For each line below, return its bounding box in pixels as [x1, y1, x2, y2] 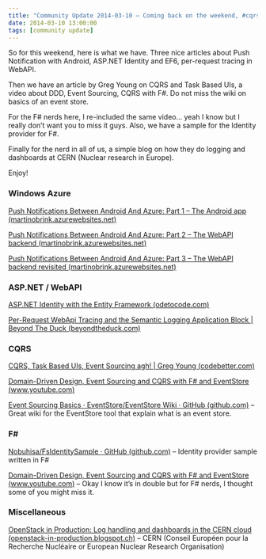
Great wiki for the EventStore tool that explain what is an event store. [8, 409, 232, 418]
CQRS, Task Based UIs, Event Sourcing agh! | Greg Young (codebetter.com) [8, 361, 255, 371]
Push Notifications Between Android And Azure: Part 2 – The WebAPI [8, 230, 234, 239]
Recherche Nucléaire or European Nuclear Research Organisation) [8, 542, 225, 551]
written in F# [8, 454, 50, 464]
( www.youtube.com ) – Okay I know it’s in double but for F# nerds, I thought [8, 478, 253, 488]
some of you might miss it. [8, 487, 95, 496]
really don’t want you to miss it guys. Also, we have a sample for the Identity [8, 120, 256, 131]
